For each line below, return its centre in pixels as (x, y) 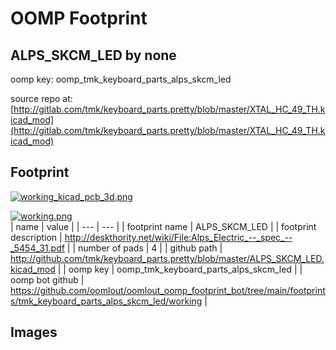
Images (34, 332)
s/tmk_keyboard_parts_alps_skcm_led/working (106, 301)
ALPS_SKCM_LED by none (93, 55)
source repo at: (41, 98)
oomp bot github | (47, 279)
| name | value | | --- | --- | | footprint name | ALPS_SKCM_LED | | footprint (163, 226)
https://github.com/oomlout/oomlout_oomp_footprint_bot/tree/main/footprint (168, 290)
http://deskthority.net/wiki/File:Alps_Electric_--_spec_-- (178, 237)
